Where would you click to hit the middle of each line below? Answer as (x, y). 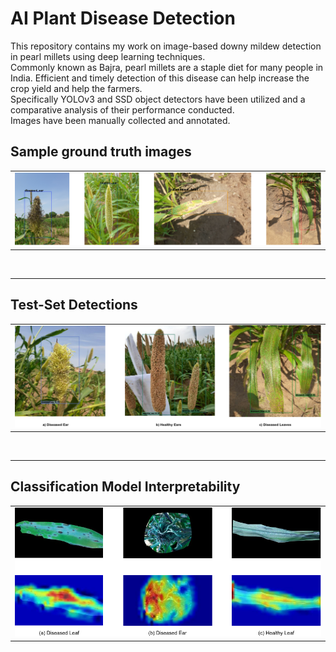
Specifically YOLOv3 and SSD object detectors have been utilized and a (158, 99)
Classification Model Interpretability (125, 487)
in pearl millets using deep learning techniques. (108, 56)
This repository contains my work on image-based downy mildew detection (166, 46)
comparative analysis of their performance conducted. (122, 109)
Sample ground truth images (101, 152)
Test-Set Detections (74, 305)
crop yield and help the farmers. (76, 88)
